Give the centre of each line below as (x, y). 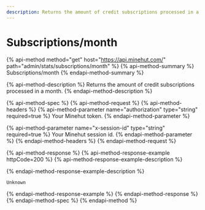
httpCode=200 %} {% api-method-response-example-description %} (95, 159)
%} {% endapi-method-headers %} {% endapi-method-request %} (91, 141)
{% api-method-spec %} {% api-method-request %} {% (78, 103)
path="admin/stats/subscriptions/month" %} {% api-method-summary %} (100, 66)
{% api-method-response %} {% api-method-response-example (88, 153)
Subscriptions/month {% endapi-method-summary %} (75, 72)
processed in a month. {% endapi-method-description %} (79, 91)
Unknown (16, 182)
